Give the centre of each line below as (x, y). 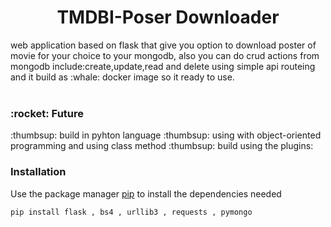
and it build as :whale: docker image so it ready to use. (122, 77)
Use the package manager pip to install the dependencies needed (146, 193)
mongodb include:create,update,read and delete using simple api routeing (163, 66)
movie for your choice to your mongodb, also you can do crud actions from (165, 55)
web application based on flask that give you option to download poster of (163, 45)
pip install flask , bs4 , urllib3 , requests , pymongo (131, 212)
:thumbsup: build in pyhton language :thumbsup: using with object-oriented (166, 135)
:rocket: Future (47, 113)
